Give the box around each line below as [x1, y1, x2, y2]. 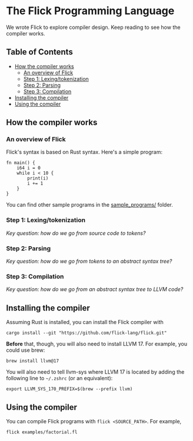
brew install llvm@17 [6, 358, 59, 364]
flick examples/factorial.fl [6, 429, 78, 435]
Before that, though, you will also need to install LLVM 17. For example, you [6, 341, 187, 348]
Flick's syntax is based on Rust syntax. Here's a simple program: [6, 149, 163, 156]
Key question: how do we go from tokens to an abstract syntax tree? [6, 258, 172, 265]
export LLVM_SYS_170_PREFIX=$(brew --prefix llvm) [6, 386, 133, 392]
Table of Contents [6, 47, 74, 57]
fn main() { [6, 160, 35, 166]
